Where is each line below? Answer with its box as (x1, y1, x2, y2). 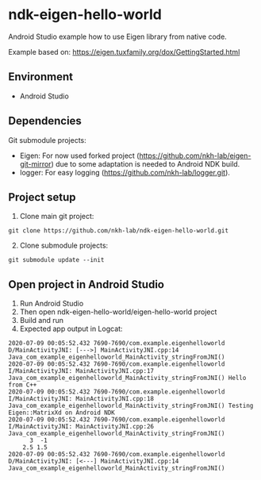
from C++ (8, 381, 37, 390)
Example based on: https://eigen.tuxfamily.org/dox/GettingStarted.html (8, 47, 240, 56)
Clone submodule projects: (19, 240, 109, 251)
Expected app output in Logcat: (19, 324, 123, 334)
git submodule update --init (8, 256, 105, 264)
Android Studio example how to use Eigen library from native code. (8, 32, 228, 41)
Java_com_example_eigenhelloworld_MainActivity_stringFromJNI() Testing (8, 402, 254, 410)
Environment (8, 70, 74, 84)
